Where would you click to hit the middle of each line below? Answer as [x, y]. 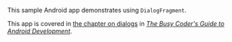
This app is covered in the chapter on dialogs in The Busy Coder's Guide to [116, 23]
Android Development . [40, 31]
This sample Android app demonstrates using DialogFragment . [97, 10]
